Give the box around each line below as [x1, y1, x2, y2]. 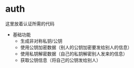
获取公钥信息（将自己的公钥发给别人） [20, 57, 101, 63]
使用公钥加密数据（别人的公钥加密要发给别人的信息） [20, 44, 132, 50]
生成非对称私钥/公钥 [20, 38, 63, 44]
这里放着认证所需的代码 [5, 20, 55, 27]
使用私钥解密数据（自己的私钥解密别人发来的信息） [20, 51, 128, 57]
